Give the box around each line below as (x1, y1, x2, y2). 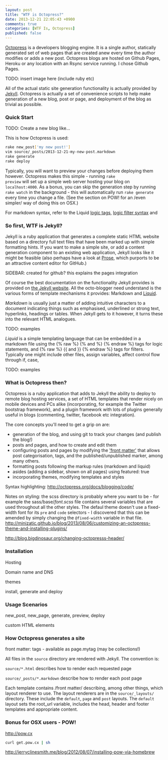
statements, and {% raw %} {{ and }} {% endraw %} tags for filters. (5, 346, 144, 352)
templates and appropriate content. (5, 706, 78, 712)
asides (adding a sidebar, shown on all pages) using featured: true (12, 469, 149, 475)
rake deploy (5, 159, 30, 164)
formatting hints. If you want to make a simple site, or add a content (5, 244, 145, 250)
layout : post (5, 7, 33, 13)
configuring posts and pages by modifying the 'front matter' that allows (12, 448, 160, 454)
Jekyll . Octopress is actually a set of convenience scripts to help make (5, 91, 151, 96)
